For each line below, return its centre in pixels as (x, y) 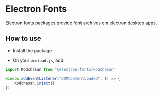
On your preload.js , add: (38, 60)
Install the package (32, 50)
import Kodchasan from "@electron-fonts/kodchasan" (60, 69)
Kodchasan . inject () (35, 83)
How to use (23, 38)
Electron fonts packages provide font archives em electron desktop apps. (81, 23)
